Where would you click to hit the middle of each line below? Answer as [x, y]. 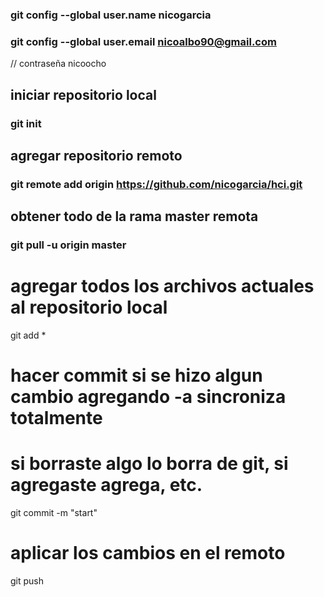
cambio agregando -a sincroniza [148, 397]
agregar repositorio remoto [96, 155]
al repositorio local [89, 307]
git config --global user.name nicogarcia [111, 15]
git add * [28, 335]
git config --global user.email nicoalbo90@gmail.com [143, 41]
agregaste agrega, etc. [106, 485]
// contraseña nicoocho [58, 64]
